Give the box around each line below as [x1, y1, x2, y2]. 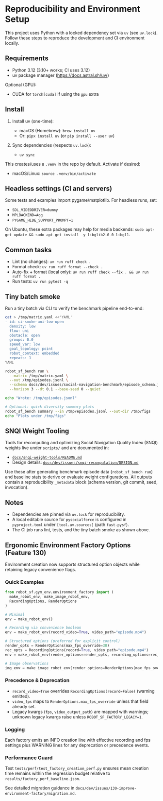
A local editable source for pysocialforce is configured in [12, 517, 127, 522]
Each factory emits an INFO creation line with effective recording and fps [5, 737, 151, 743]
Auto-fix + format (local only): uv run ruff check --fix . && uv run [12, 269, 149, 275]
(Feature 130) [5, 548, 47, 557]
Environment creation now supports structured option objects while [5, 561, 140, 567]
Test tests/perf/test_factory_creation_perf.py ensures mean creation [5, 766, 149, 771]
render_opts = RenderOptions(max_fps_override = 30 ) [5, 643, 110, 648]
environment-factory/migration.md [5, 791, 75, 796]
